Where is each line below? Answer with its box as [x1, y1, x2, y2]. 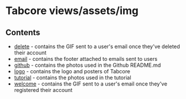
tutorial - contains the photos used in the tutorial [14, 74, 132, 81]
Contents [5, 28, 41, 37]
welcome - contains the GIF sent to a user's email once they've [14, 80, 168, 87]
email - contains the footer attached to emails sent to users [14, 56, 158, 62]
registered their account [14, 87, 73, 93]
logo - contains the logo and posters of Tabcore [14, 68, 131, 74]
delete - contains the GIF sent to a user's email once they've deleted [14, 43, 180, 50]
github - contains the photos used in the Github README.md [14, 62, 161, 69]
